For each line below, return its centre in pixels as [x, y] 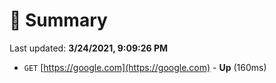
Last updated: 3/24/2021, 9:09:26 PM [89, 48]
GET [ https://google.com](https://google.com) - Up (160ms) [145, 67]
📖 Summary [58, 20]
